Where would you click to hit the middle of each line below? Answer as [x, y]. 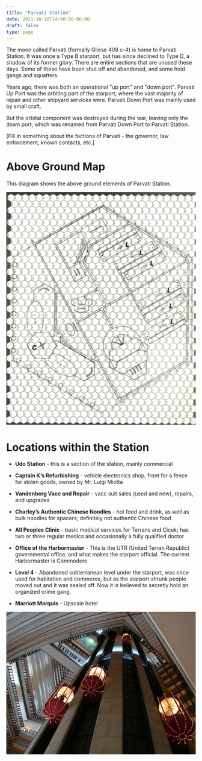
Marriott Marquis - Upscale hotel [56, 603]
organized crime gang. [43, 592]
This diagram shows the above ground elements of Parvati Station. [89, 183]
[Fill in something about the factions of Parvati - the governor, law [88, 136]
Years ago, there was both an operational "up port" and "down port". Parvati [101, 87]
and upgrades [32, 500]
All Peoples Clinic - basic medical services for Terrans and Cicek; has [102, 530]
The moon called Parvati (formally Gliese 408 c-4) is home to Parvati [91, 50]
